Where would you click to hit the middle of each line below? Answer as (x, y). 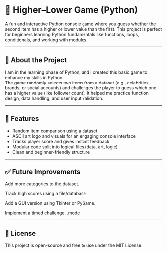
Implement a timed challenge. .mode (42, 213)
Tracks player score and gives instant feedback (61, 141)
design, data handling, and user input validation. (54, 98)
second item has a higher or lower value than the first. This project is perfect (83, 29)
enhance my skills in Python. (34, 77)
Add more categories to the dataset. (42, 184)
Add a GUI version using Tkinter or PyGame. (50, 203)
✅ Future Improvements (43, 172)
